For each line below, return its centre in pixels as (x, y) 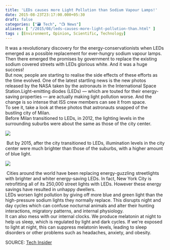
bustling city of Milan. (28, 113)
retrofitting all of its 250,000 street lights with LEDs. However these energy (83, 184)
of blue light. (19, 154)
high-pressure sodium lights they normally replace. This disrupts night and (83, 200)
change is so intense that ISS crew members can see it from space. (76, 102)
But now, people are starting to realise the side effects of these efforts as (81, 75)
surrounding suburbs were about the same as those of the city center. (78, 123)
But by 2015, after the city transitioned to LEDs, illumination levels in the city (86, 143)
